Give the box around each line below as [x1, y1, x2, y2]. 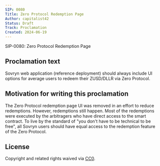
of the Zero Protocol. [5, 128, 47, 134]
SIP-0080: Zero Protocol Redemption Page [5, 43, 91, 49]
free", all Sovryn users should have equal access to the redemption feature [5, 123, 156, 129]
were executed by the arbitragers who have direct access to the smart [5, 113, 146, 119]
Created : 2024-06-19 [5, 30, 47, 35]
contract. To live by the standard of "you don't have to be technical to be [5, 118, 151, 124]
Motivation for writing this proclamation [5, 90, 129, 98]
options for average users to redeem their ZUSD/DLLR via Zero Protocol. [5, 75, 150, 81]
